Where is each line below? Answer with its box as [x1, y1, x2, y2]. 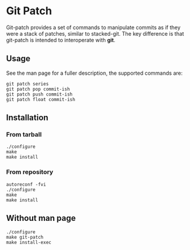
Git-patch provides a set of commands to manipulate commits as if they [6, 24, 181, 31]
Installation [6, 113, 49, 123]
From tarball [6, 131, 42, 139]
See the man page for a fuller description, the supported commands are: [6, 69, 183, 77]
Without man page [6, 213, 76, 223]
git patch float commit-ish [6, 96, 76, 102]
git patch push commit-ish [6, 91, 73, 97]
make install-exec [6, 239, 51, 245]
